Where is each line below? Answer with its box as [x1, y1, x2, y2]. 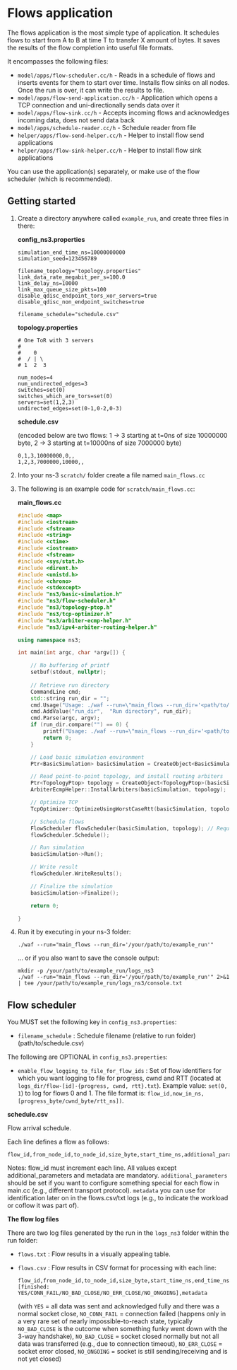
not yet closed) [17, 1354, 62, 1363]
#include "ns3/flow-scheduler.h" [17, 598, 116, 605]
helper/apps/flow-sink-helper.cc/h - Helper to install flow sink [17, 146, 202, 154]
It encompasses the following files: [7, 57, 109, 65]
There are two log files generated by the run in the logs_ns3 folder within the [7, 1229, 229, 1237]
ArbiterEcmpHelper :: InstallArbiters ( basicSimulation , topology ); [30, 786, 227, 794]
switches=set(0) [17, 386, 66, 393]
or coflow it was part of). [7, 1201, 79, 1210]
